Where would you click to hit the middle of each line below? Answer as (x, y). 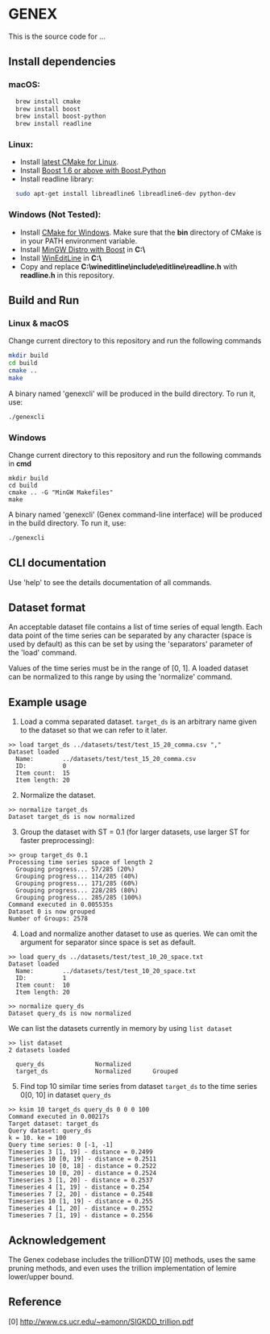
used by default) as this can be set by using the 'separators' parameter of (131, 644)
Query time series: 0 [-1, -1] (61, 1145)
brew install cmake (48, 102)
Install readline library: (57, 179)
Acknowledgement (57, 1240)
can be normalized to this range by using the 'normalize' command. (120, 677)
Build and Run (44, 300)
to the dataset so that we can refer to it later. (93, 730)
